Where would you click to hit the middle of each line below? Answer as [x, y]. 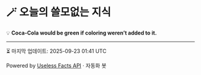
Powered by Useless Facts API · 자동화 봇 [56, 65]
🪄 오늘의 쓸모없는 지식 [59, 12]
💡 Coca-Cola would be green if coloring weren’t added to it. [82, 33]
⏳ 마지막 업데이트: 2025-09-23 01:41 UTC [56, 51]
